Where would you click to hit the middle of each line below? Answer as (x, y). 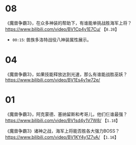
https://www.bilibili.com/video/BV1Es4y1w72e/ (53, 80)
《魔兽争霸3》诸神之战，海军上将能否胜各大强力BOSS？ (63, 131)
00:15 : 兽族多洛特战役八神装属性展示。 (52, 40)
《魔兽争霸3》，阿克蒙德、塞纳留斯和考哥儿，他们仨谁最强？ (66, 114)
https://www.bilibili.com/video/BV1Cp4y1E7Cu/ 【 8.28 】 (62, 29)
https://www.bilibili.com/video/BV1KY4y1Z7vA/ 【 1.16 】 (62, 137)
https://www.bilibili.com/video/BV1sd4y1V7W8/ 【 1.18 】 (63, 120)
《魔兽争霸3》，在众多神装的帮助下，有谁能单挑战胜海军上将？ (68, 23)
